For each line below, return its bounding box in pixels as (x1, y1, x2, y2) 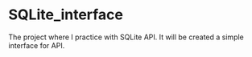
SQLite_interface (8, 6, 123, 24)
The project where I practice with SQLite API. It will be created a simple (8, 32, 244, 42)
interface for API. (8, 40, 65, 50)
